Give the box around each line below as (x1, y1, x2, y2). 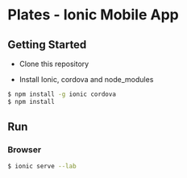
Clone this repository (19, 59, 89, 68)
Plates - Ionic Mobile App (7, 6, 179, 24)
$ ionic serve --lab (7, 163, 77, 171)
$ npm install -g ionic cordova (7, 90, 116, 98)
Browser (7, 144, 42, 155)
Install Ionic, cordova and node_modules (19, 75, 154, 84)
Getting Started (7, 38, 87, 52)
